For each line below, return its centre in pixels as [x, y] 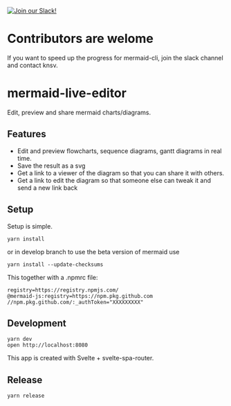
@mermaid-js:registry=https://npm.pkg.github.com [80, 296]
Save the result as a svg [51, 166]
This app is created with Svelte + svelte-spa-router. [81, 358]
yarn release [26, 396]
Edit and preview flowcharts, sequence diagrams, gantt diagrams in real [119, 151]
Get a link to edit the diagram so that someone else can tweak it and [114, 180]
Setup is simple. [30, 226]
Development [37, 323]
